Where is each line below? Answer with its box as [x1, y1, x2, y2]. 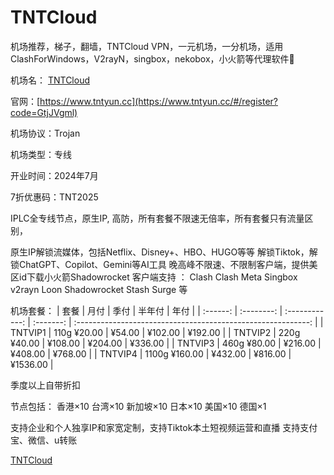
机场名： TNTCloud [10, 74, 91, 86]
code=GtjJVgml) [10, 106, 78, 118]
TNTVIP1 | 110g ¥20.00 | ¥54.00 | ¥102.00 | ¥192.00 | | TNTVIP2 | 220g [10, 326, 301, 338]
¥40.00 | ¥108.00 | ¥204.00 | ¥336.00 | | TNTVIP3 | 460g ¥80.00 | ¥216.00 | [10, 337, 322, 349]
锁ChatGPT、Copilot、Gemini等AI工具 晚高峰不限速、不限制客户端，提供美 [10, 258, 318, 270]
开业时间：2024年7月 [10, 169, 99, 181]
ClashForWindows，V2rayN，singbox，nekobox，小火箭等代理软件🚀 [10, 52, 295, 65]
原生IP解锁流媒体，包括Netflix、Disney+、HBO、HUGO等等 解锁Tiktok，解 [10, 246, 318, 258]
